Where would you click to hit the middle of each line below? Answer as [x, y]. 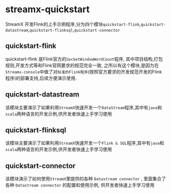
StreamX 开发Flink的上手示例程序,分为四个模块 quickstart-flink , [73, 24]
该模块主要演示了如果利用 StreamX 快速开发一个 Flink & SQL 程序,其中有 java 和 [85, 143]
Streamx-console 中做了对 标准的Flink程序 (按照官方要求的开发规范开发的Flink [84, 71]
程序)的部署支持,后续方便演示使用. [41, 78]
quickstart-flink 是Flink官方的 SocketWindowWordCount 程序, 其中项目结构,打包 [84, 59]
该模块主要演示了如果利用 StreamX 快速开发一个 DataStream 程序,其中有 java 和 [84, 107]
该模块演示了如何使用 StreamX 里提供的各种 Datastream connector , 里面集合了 [86, 179]
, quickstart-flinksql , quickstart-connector [74, 30]
